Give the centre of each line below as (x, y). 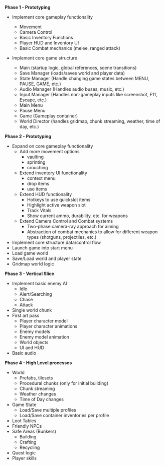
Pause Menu (32, 111)
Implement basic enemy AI (39, 283)
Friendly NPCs (27, 426)
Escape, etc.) (33, 100)
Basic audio (24, 353)
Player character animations (48, 326)
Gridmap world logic (33, 264)
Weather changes (38, 394)
